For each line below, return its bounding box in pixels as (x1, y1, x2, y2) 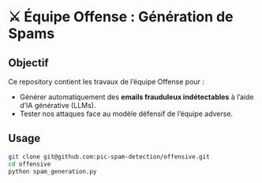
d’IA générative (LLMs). (19, 101, 96, 110)
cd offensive (8, 160, 51, 168)
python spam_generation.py (8, 167, 97, 175)
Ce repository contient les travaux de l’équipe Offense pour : (8, 77, 205, 86)
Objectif (8, 56, 49, 69)
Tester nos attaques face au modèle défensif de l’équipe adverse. (19, 109, 234, 118)
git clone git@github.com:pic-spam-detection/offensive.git (8, 152, 211, 161)
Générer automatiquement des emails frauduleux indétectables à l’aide (19, 92, 254, 102)
